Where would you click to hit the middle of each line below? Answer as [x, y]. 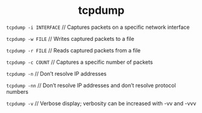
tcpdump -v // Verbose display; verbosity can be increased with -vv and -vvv [101, 103]
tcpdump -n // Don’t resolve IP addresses [56, 73]
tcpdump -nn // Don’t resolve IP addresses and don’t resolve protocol [91, 85]
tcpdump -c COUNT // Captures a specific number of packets [80, 62]
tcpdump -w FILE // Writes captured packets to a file [70, 38]
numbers [17, 91]
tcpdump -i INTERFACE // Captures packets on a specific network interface [98, 27]
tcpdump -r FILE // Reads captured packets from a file [73, 50]
